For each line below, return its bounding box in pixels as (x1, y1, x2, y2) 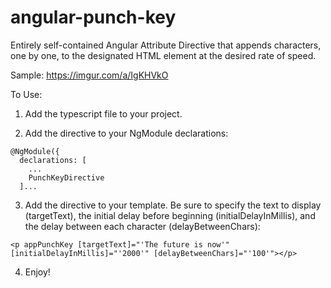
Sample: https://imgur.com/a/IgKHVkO (10, 69, 169, 81)
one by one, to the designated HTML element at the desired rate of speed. (10, 49, 317, 61)
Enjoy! (24, 266, 51, 278)
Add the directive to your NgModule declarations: (24, 127, 229, 139)
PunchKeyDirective (28, 172, 105, 183)
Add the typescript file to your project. (24, 107, 183, 120)
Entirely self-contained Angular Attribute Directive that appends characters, (10, 39, 322, 51)
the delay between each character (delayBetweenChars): (24, 220, 261, 232)
